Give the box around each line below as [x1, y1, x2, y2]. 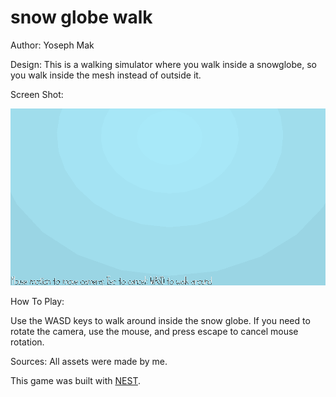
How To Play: [10, 296, 65, 308]
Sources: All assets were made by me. [10, 356, 168, 368]
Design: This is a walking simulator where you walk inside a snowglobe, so [10, 58, 317, 70]
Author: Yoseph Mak [10, 39, 95, 51]
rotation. [10, 336, 45, 348]
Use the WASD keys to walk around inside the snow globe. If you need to [10, 315, 311, 327]
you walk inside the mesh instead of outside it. [10, 69, 202, 81]
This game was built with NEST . [10, 375, 141, 387]
